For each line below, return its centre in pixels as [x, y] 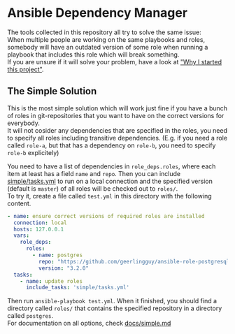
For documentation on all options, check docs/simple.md [89, 324]
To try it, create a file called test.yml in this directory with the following [109, 196]
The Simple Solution [52, 91]
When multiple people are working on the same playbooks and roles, [106, 39]
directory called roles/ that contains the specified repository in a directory [115, 308]
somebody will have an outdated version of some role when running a [108, 47]
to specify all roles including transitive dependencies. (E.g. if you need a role [117, 138]
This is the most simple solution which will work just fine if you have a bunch [117, 108]
